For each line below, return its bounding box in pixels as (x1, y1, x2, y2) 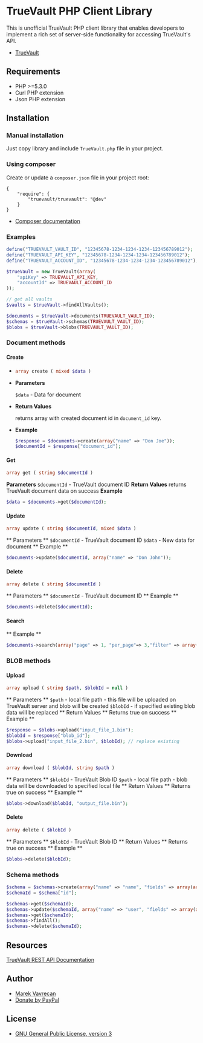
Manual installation (6, 132, 64, 140)
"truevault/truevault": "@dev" (28, 196, 107, 202)
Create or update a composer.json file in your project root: (6, 174, 149, 181)
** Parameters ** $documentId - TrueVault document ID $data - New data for (6, 536, 195, 544)
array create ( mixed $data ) (14, 368, 92, 374)
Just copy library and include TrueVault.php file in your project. (6, 145, 164, 152)
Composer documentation (14, 217, 80, 225)
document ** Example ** (6, 543, 68, 550)
